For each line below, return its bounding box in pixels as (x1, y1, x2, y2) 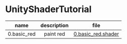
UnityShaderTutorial (5, 4, 92, 15)
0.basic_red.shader (73, 30, 119, 37)
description (40, 22, 69, 29)
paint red (43, 30, 66, 37)
